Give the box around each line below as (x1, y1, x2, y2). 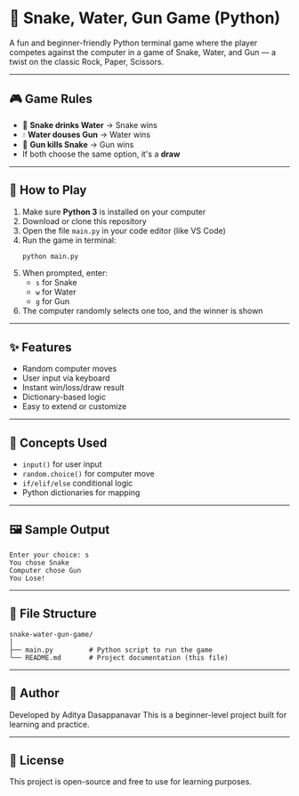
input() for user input (21, 459, 102, 470)
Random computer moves (21, 364, 117, 374)
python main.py (21, 252, 79, 261)
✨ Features (9, 340, 72, 355)
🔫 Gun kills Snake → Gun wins (21, 139, 134, 149)
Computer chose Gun (9, 566, 82, 575)
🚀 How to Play (9, 182, 87, 198)
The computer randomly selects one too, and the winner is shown (21, 306, 263, 317)
